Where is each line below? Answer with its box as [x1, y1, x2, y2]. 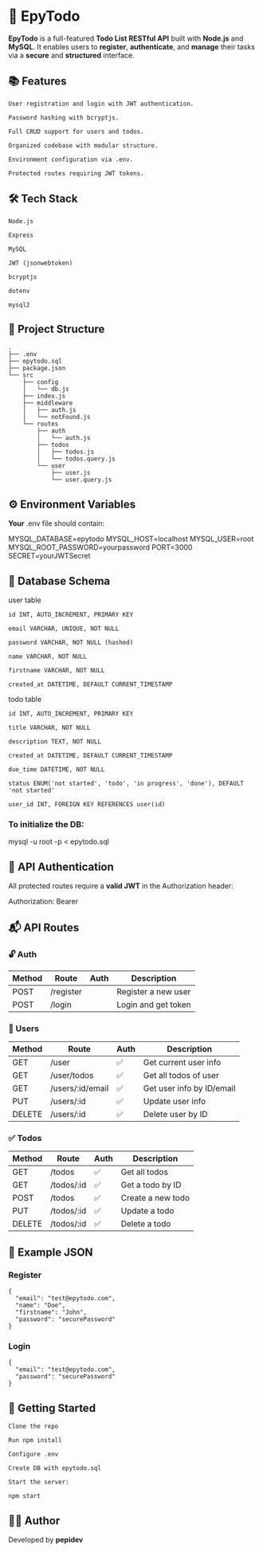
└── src [8, 371, 34, 379]
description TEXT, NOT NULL [8, 738, 102, 746]
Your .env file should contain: [8, 519, 105, 528]
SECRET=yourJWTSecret [8, 551, 91, 561]
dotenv [8, 287, 30, 295]
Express [8, 231, 34, 239]
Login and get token [116, 999, 191, 1010]
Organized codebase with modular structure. [8, 141, 159, 150]
